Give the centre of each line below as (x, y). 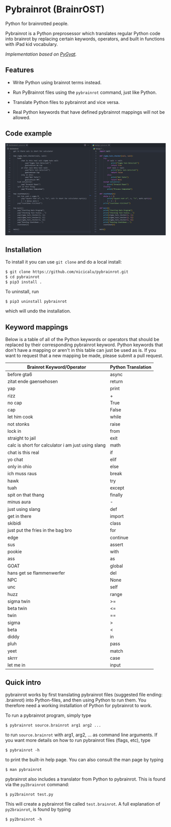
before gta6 (20, 374)
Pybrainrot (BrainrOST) (55, 9)
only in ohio (20, 467)
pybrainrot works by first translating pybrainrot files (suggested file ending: (84, 695)
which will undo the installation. (38, 311)
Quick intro (23, 682)
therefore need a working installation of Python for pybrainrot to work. (79, 706)
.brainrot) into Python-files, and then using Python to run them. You (76, 700)
